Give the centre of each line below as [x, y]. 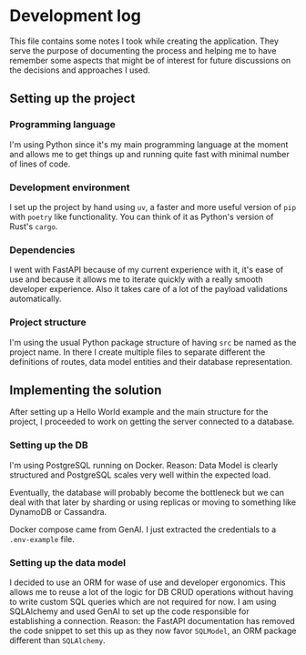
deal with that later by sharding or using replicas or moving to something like [153, 502]
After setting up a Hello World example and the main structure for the [139, 412]
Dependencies [42, 249]
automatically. [36, 299]
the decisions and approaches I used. [80, 70]
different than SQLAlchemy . [58, 640]
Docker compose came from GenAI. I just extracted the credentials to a [143, 529]
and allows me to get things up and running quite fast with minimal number [149, 154]
